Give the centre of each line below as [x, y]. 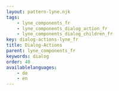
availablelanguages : [32, 67]
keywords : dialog [28, 56]
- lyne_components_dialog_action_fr [62, 28]
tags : [13, 17]
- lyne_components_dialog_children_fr [65, 34]
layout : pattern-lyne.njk [38, 12]
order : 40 [18, 62]
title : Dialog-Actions [34, 45]
